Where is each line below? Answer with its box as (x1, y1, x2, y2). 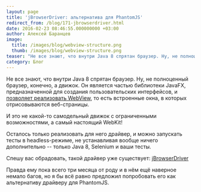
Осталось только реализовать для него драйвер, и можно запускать (6, 130, 182, 138)
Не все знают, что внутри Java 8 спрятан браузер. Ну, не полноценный (6, 75, 188, 83)
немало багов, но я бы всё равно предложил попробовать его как (6, 172, 176, 179)
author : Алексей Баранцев (6, 31, 71, 37)
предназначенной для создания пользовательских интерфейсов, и (6, 88, 178, 95)
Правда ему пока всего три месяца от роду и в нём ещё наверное (6, 166, 176, 173)
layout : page (6, 8, 39, 15)
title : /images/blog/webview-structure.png (11, 42, 121, 48)
